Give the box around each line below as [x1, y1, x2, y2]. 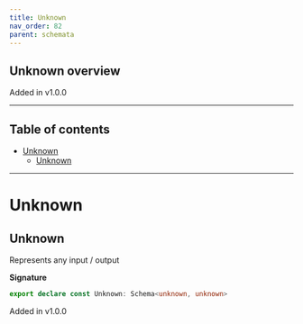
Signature [9, 272, 48, 283]
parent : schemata [9, 30, 75, 39]
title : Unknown [9, 13, 67, 22]
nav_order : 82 [9, 22, 63, 31]
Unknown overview [9, 63, 121, 78]
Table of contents [9, 121, 110, 137]
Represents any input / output [9, 255, 120, 265]
